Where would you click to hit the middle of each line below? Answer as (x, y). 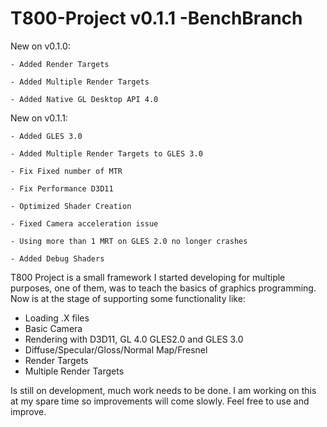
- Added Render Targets (60, 64)
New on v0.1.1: (39, 118)
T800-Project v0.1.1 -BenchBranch (156, 18)
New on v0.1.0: (40, 46)
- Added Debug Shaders (57, 258)
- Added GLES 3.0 (46, 136)
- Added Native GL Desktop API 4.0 (84, 99)
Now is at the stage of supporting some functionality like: (128, 298)
